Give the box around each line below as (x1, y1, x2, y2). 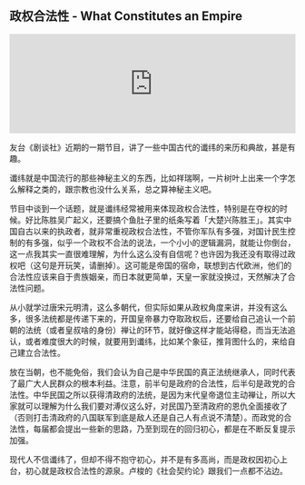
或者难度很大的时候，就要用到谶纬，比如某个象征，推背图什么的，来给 (25, 335, 288, 347)
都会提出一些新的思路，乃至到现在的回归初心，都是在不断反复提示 (48, 423, 296, 434)
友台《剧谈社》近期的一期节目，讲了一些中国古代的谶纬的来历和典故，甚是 (9, 142, 288, 153)
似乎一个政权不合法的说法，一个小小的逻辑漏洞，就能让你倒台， (56, 237, 296, 248)
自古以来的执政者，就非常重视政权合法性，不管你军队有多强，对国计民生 (16, 225, 288, 236)
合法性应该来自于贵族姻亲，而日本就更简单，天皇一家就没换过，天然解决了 (9, 271, 288, 282)
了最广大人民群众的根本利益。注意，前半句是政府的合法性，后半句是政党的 (9, 378, 288, 389)
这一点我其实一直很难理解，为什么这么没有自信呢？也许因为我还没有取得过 (9, 248, 288, 259)
